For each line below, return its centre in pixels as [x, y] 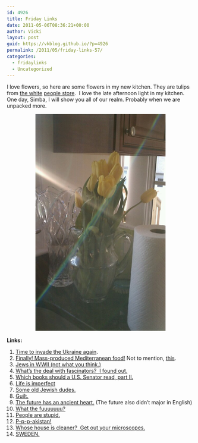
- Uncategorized [32, 69]
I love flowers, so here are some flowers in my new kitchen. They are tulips [98, 87]
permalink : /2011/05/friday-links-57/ [55, 51]
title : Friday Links [32, 19]
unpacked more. [27, 106]
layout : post [23, 38]
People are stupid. [38, 415]
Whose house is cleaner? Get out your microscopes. [80, 428]
